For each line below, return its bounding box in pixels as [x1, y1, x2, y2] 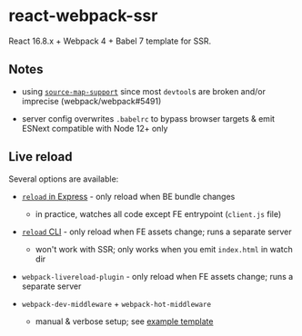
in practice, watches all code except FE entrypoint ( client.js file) [35, 208, 282, 219]
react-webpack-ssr [8, 5, 158, 26]
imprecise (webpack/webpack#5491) [21, 95, 162, 106]
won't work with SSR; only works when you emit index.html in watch [35, 243, 293, 254]
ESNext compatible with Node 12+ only [21, 123, 168, 133]
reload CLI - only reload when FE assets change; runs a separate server [21, 226, 292, 237]
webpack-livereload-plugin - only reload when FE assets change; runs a [21, 271, 294, 282]
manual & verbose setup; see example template [35, 315, 214, 327]
